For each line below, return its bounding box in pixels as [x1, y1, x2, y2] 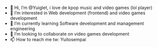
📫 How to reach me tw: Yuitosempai [10, 37, 87, 42]
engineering [10, 26, 35, 32]
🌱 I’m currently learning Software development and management [10, 20, 144, 26]
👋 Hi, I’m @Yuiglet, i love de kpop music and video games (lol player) [10, 5, 152, 10]
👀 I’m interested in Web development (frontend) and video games [10, 10, 146, 16]
